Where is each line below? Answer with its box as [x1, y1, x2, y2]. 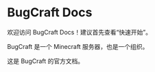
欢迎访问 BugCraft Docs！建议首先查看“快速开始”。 [7, 28, 152, 36]
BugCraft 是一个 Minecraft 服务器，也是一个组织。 [7, 42, 149, 50]
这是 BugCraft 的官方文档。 [7, 56, 84, 65]
